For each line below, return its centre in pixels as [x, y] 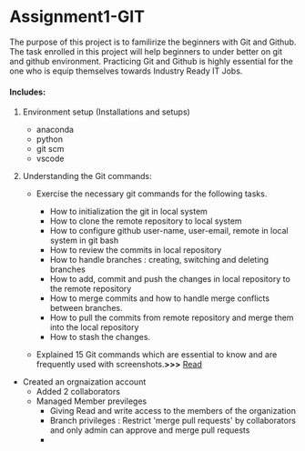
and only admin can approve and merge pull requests [150, 430]
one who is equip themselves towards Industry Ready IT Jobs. [126, 71]
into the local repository [94, 327]
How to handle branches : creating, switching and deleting [159, 260]
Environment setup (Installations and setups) [107, 112]
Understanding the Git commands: [87, 176]
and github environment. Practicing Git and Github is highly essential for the [151, 61]
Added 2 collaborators [78, 392]
